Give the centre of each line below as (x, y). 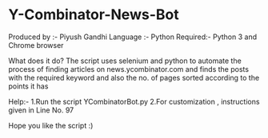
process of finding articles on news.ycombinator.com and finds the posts (129, 69)
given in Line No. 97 (41, 110)
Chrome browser (36, 45)
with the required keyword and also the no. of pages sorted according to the (134, 77)
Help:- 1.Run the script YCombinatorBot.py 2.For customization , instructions (134, 101)
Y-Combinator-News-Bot (94, 15)
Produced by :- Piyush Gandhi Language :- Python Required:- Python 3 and (133, 37)
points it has (28, 86)
